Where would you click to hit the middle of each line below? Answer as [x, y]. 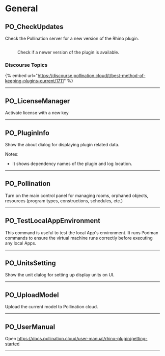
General [22, 9]
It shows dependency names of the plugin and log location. [72, 164]
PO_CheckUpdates [34, 27]
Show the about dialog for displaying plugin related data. [62, 144]
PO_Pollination [28, 184]
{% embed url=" [22, 76]
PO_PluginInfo [27, 133]
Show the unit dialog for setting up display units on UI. [60, 275]
